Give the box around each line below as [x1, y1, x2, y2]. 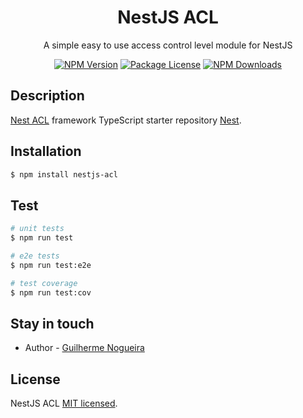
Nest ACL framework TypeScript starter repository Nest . [10, 114, 242, 126]
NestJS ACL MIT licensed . [10, 397, 118, 410]
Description [10, 87, 85, 105]
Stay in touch [10, 315, 95, 332]
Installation [10, 143, 82, 160]
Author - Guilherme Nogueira [24, 342, 145, 354]
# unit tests [10, 224, 65, 234]
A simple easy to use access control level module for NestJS [43, 39, 293, 51]
